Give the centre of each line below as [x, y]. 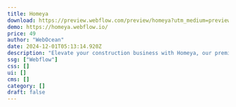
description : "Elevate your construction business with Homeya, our [110, 53]
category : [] [26, 86]
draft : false [26, 92]
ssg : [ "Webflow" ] [33, 60]
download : [22, 20]
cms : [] [19, 79]
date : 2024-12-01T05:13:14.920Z [54, 46]
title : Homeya [28, 14]
